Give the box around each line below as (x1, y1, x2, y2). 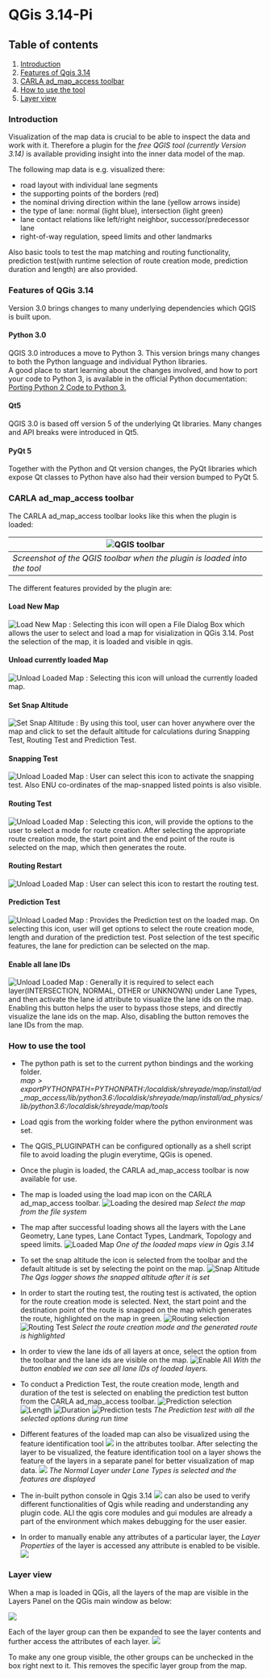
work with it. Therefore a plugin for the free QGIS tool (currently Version (8, 140, 247, 150)
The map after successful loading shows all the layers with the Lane (19, 1223, 246, 1232)
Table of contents (8, 38, 98, 52)
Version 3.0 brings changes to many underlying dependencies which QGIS (8, 303, 256, 312)
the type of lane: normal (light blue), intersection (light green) (19, 206, 223, 216)
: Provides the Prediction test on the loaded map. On (85, 914, 260, 925)
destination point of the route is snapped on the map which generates (19, 1305, 252, 1315)
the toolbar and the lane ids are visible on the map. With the (19, 1355, 261, 1365)
